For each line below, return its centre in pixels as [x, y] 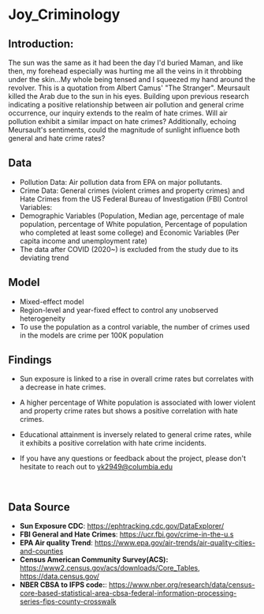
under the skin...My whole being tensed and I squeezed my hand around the [132, 79]
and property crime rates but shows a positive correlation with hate [129, 411]
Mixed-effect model [52, 301]
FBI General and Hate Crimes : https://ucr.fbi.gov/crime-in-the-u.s [126, 534]
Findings [30, 360]
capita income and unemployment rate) [84, 241]
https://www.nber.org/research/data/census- [182, 585]
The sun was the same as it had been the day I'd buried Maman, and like [126, 62]
